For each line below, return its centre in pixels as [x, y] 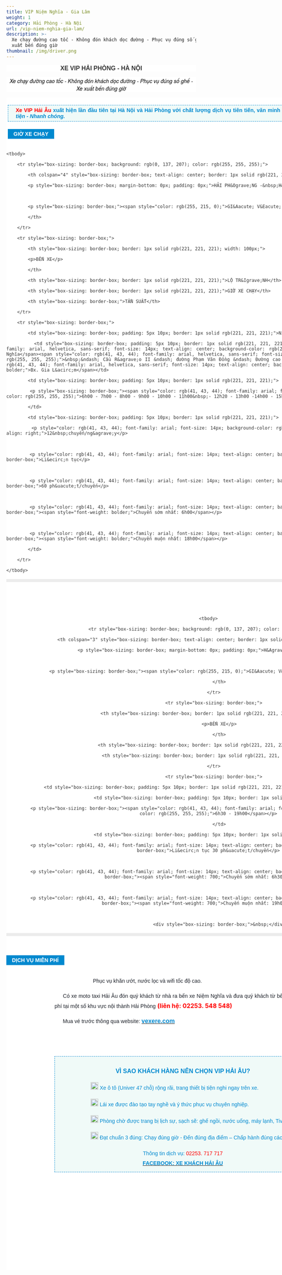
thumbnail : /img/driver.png [42, 51]
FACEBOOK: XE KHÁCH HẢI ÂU [183, 1163]
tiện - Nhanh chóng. [40, 116]
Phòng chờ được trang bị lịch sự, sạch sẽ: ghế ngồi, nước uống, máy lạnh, [187, 1121]
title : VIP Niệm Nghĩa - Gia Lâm [48, 12]
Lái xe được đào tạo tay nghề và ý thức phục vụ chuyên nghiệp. [174, 1104]
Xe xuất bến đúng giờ [101, 88]
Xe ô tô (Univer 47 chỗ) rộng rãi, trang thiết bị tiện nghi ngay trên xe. [179, 1088]
